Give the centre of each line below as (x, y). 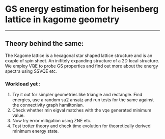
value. (18, 115)
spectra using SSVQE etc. (31, 71)
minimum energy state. (35, 131)
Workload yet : (23, 83)
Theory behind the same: (44, 43)
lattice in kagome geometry (62, 19)
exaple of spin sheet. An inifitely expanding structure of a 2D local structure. (82, 60)
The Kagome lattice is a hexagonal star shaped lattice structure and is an (79, 56)
